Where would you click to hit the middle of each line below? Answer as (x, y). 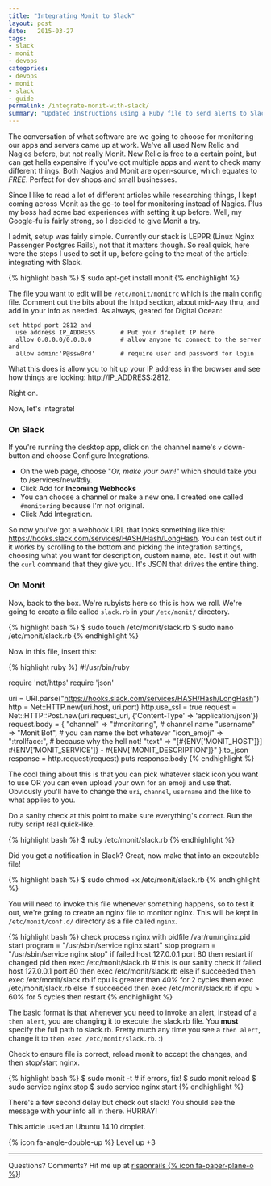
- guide (21, 99)
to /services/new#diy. (56, 480)
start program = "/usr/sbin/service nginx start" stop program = (112, 945)
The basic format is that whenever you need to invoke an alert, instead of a (133, 1012)
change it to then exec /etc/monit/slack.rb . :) (86, 1038)
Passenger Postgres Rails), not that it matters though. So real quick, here (129, 245)
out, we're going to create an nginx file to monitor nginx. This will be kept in (133, 912)
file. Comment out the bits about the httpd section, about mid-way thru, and (134, 302)
